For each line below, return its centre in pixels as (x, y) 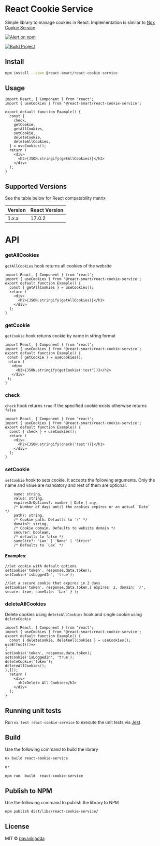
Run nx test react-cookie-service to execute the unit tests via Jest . (73, 722)
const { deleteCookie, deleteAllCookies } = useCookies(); (70, 640)
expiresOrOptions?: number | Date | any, (56, 502)
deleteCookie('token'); (29, 662)
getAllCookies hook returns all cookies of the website (58, 265)
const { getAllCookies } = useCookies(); (52, 287)
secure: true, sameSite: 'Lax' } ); (42, 592)
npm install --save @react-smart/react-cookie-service (61, 73)
